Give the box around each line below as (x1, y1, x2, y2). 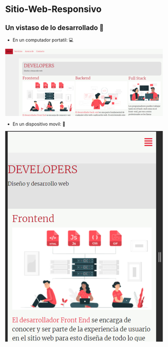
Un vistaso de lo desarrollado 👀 (5, 23, 104, 32)
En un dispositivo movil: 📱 (12, 121, 66, 127)
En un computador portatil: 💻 (12, 37, 73, 43)
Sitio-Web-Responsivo (5, 3, 101, 15)
